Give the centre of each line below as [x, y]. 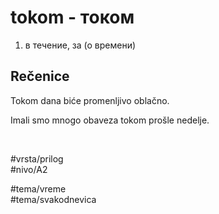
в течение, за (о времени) [80, 45]
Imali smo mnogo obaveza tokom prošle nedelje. [110, 120]
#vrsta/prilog [37, 158]
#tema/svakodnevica [53, 199]
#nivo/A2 [29, 169]
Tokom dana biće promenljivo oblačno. [90, 100]
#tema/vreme [38, 188]
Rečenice [40, 76]
